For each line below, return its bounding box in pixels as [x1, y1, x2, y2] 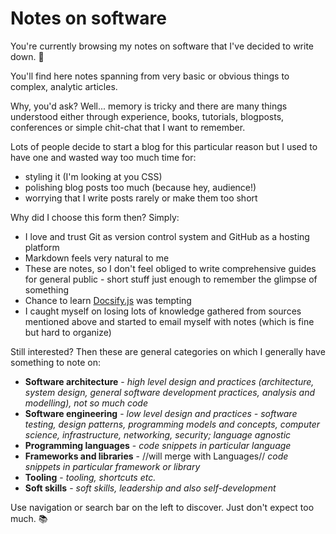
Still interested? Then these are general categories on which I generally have [10, 345, 326, 357]
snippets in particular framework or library [24, 460, 201, 472]
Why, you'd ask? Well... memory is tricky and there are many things [10, 100, 288, 112]
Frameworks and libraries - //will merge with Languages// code [24, 450, 289, 462]
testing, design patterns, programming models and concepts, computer [24, 418, 320, 430]
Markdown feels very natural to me [24, 252, 170, 264]
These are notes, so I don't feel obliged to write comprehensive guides [24, 262, 317, 274]
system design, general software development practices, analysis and [24, 386, 315, 398]
